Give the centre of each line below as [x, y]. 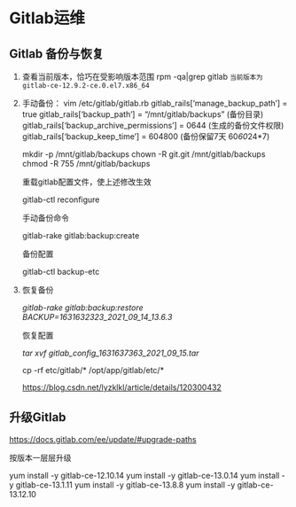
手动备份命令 [45, 218]
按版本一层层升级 [40, 457]
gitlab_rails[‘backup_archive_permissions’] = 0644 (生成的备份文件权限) [153, 125]
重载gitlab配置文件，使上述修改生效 [87, 182]
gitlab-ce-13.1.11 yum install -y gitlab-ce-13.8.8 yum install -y [125, 485]
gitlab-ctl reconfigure [61, 199]
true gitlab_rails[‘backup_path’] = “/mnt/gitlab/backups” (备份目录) [143, 114]
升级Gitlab [38, 417]
